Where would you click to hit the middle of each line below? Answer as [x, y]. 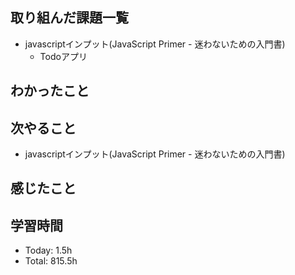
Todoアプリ [63, 56]
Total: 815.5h [51, 261]
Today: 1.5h [48, 250]
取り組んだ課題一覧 [69, 18]
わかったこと [50, 91]
